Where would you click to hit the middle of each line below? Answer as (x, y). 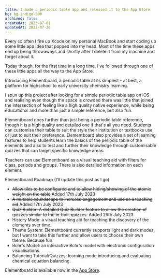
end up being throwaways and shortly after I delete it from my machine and (80, 52)
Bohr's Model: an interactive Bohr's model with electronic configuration (83, 246)
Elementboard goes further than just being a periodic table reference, (74, 120)
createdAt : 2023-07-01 (28, 23)
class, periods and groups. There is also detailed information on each (74, 165)
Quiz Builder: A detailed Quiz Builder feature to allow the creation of (79, 210)
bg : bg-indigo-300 (23, 14)
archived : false (21, 18)
